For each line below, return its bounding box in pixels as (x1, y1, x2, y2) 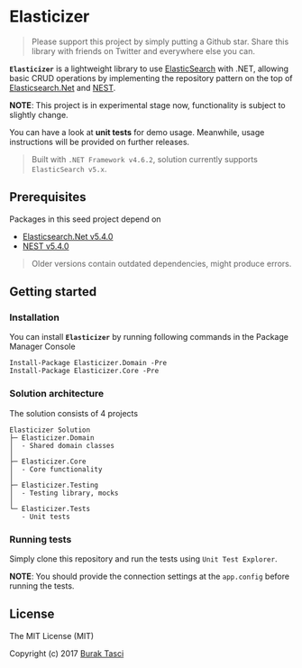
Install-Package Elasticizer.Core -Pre (9, 367, 160, 376)
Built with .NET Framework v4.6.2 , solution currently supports (31, 153, 259, 164)
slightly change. (9, 109, 69, 120)
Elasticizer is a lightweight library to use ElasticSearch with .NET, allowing (9, 63, 289, 74)
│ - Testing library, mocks (9, 489, 119, 498)
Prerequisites (9, 189, 87, 205)
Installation (9, 311, 60, 324)
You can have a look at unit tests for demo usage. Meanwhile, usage (9, 126, 265, 137)
